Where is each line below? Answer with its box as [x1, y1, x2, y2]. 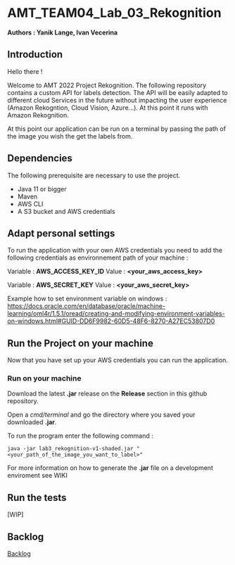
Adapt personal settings [7, 227, 115, 239]
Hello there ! [7, 67, 43, 75]
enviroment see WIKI [7, 471, 68, 480]
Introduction [7, 49, 63, 61]
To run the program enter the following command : [7, 431, 153, 440]
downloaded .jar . [7, 418, 57, 426]
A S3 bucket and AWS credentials [17, 207, 115, 215]
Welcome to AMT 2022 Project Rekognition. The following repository [7, 81, 207, 89]
